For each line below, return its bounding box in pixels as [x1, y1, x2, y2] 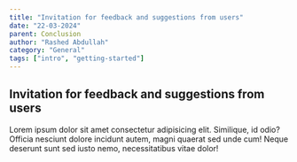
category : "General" [9, 46, 86, 55]
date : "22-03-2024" [9, 21, 82, 30]
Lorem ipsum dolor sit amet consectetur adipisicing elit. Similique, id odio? [9, 124, 281, 135]
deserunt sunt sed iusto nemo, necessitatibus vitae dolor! [9, 143, 219, 153]
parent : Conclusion [9, 29, 82, 38]
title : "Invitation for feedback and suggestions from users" [9, 12, 244, 22]
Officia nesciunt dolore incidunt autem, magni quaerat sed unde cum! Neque [9, 134, 289, 144]
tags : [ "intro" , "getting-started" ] [9, 54, 145, 63]
